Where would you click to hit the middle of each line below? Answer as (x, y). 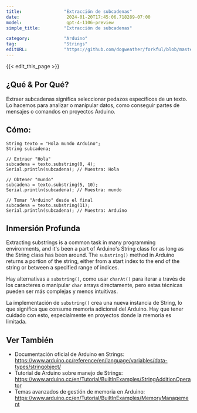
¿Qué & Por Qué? (38, 85)
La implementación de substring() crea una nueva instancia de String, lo (94, 303)
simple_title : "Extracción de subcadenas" (69, 28)
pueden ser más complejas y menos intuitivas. (62, 291)
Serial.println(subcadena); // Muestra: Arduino (67, 210)
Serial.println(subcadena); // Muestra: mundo (64, 190)
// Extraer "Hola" (28, 159)
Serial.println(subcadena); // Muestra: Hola (62, 169)
